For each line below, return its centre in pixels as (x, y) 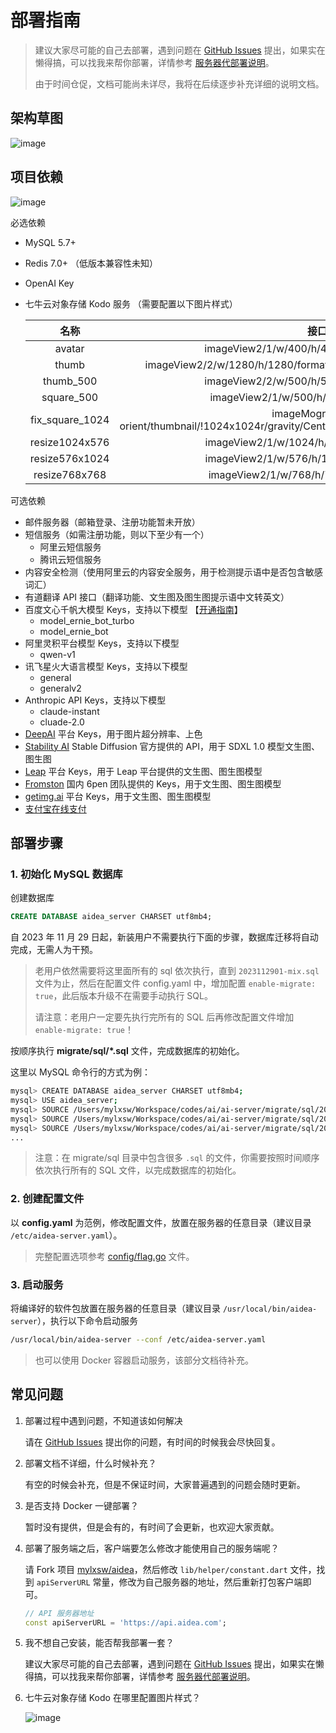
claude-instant (69, 711)
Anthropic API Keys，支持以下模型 (95, 700)
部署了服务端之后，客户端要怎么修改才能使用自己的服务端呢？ (152, 1548)
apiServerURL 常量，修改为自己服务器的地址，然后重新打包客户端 (169, 1582)
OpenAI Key (49, 283)
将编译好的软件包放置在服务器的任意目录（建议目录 (115, 1308)
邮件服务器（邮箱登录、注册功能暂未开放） (112, 522)
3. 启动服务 (37, 1284)
